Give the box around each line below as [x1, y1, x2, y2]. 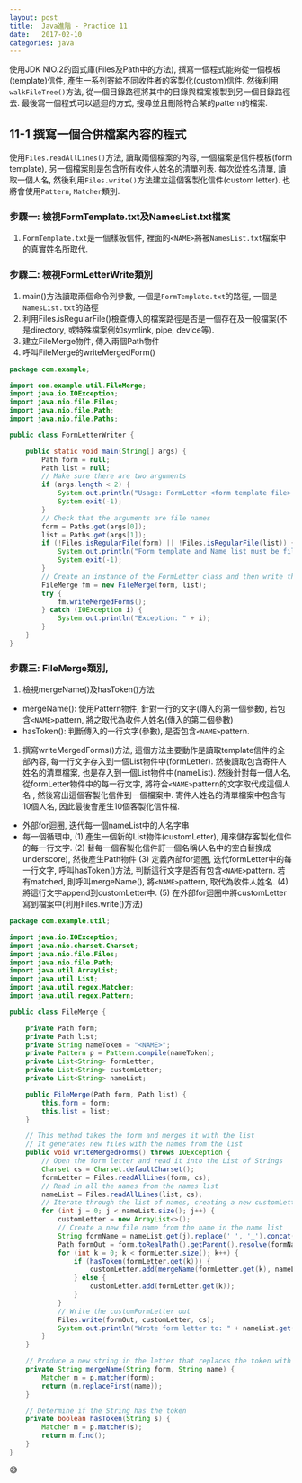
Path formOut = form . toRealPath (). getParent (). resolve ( [57, 1239, 271, 1249]
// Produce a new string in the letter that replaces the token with [25, 1356, 292, 1366]
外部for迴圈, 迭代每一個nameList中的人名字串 [22, 820, 191, 831]
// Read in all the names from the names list [41, 1181, 219, 1191]
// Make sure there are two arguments [41, 472, 187, 481]
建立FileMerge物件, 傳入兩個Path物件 [22, 335, 160, 346]
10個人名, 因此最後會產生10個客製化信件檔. [22, 801, 180, 812]
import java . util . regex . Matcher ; [9, 983, 135, 992]
